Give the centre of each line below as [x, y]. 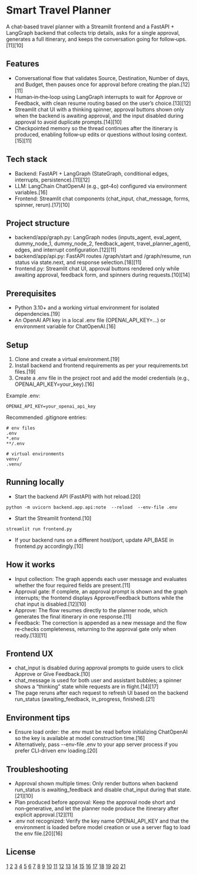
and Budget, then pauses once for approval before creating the [91, 84]
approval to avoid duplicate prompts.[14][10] [68, 122]
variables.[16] [31, 192]
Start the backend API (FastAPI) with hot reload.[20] [78, 496]
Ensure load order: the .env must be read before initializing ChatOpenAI [101, 732]
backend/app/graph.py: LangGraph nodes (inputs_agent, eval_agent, [98, 237]
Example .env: [23, 396]
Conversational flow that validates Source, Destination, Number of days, [102, 78]
